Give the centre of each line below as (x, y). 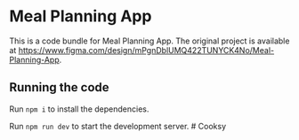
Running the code (59, 87)
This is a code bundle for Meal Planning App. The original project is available (149, 41)
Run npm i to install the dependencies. (79, 109)
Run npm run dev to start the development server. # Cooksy (118, 126)
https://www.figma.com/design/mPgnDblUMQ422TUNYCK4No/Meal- (146, 50)
